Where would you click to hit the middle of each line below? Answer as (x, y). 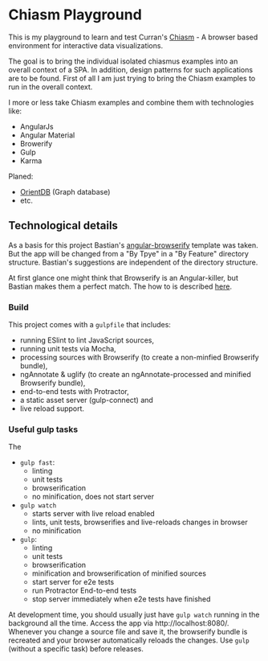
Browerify (36, 143)
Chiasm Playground (75, 15)
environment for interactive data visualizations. (85, 45)
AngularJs (37, 126)
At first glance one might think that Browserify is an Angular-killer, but (123, 277)
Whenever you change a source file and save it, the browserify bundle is (128, 632)
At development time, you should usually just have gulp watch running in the (134, 615)
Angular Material (47, 135)
